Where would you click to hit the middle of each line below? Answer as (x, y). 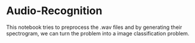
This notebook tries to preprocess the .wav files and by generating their (94, 27)
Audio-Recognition (54, 11)
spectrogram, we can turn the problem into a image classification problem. (98, 33)
